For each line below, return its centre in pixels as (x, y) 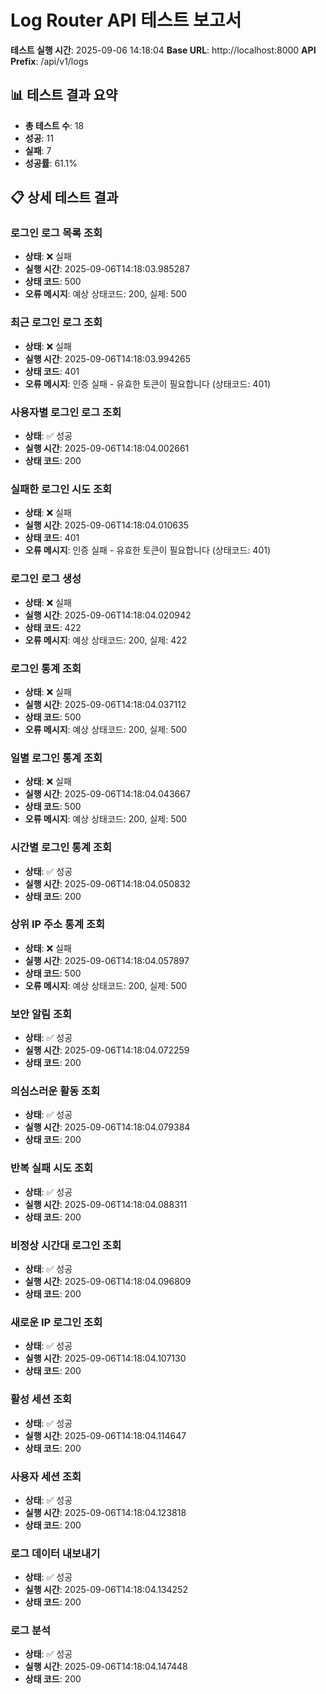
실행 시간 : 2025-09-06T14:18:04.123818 (105, 1512)
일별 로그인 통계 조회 (56, 758)
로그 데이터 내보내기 (55, 1553)
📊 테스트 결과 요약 (64, 95)
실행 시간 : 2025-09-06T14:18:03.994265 (107, 358)
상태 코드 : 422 (53, 627)
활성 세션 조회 (41, 1399)
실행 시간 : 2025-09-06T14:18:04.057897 (107, 960)
